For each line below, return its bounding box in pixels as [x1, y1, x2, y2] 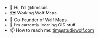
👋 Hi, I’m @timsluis [9, 5, 48, 10]
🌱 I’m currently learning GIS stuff [9, 22, 76, 27]
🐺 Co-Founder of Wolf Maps [9, 17, 67, 23]
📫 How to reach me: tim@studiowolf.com [9, 27, 94, 33]
